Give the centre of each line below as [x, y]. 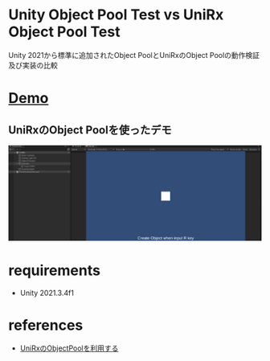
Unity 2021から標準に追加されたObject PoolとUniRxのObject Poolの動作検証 [134, 55]
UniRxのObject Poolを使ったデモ [90, 130]
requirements [54, 270]
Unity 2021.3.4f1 [47, 293]
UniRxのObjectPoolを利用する [69, 348]
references [46, 325]
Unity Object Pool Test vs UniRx [116, 15]
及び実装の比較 [33, 65]
